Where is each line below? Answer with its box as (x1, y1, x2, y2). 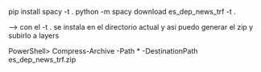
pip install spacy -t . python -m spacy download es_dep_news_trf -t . (8, 7, 236, 16)
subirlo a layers (8, 31, 60, 40)
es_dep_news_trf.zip (8, 55, 77, 64)
